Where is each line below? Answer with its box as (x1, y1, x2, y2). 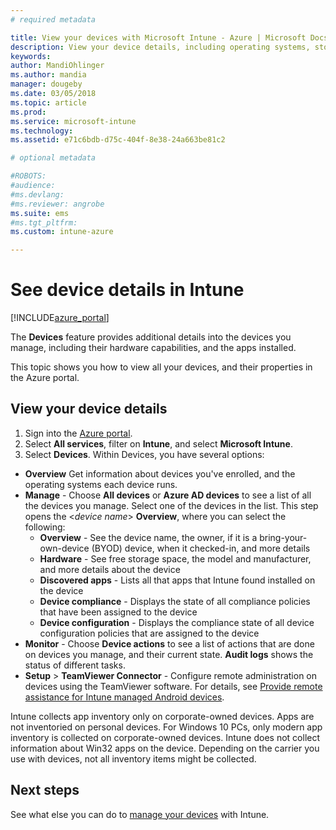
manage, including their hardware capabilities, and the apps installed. (10, 342, 297, 354)
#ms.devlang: (10, 189, 65, 200)
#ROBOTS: (10, 171, 47, 181)
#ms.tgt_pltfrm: (10, 217, 78, 228)
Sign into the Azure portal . (24, 427, 133, 439)
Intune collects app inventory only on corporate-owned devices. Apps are (10, 710, 315, 722)
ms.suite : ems (10, 208, 70, 218)
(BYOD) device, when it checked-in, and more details (91, 542, 311, 554)
